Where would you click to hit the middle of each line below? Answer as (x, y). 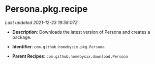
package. (22, 37)
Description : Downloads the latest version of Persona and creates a (81, 32)
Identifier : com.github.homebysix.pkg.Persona (58, 46)
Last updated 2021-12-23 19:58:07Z (41, 22)
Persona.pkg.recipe (46, 9)
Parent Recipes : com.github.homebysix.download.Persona (70, 56)
